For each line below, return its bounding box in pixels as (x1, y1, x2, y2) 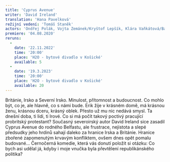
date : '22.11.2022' (14, 45, 56, 50)
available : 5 (14, 59, 42, 64)
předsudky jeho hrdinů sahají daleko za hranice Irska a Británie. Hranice (5, 129, 155, 135)
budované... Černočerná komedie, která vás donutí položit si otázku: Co (5, 140, 155, 146)
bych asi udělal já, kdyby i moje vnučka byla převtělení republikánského (5, 145, 154, 151)
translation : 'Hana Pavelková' (5, 17, 71, 22)
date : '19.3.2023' (14, 69, 53, 74)
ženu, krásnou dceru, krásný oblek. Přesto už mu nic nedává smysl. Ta (5, 108, 153, 114)
